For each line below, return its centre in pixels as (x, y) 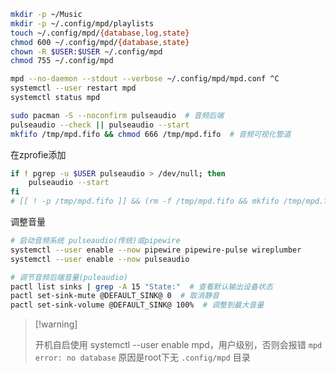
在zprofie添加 (38, 154)
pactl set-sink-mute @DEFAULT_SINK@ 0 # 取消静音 (115, 296)
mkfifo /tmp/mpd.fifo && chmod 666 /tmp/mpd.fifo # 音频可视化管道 (151, 134)
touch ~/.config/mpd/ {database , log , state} (100, 33)
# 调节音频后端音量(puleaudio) (69, 277)
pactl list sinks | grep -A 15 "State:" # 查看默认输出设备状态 (141, 286)
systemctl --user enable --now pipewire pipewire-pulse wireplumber (156, 250)
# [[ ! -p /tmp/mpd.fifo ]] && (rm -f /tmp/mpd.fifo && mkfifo (145, 201)
